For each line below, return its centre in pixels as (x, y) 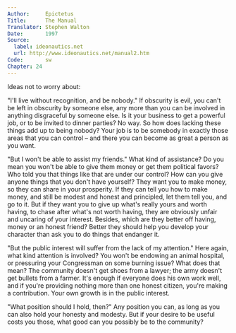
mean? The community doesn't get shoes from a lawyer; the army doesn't (115, 270)
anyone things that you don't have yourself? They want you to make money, (117, 182)
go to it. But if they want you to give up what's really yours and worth (107, 204)
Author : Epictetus (41, 14)
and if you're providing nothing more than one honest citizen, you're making (117, 285)
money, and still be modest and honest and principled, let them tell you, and (117, 197)
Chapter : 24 (25, 66)
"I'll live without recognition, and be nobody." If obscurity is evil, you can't (114, 100)
